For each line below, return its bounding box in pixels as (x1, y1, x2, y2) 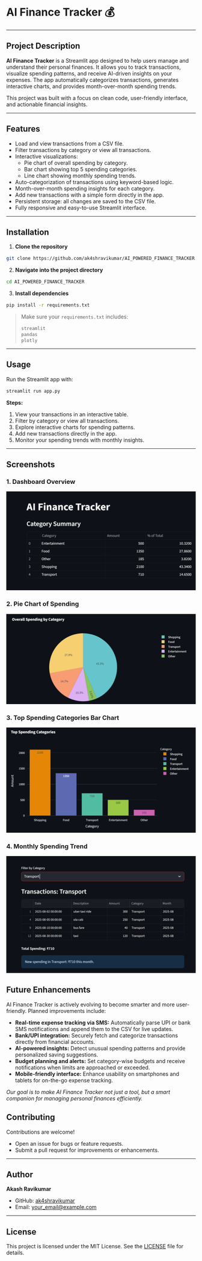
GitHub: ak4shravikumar (14, 1197, 75, 1204)
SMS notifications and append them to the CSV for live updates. (14, 1025, 174, 1032)
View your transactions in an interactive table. (14, 410, 129, 418)
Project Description (6, 41, 81, 51)
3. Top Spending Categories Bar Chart (6, 713, 120, 722)
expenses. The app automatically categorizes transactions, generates (6, 76, 179, 83)
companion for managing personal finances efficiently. (6, 1094, 143, 1102)
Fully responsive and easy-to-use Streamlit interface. (14, 204, 147, 211)
